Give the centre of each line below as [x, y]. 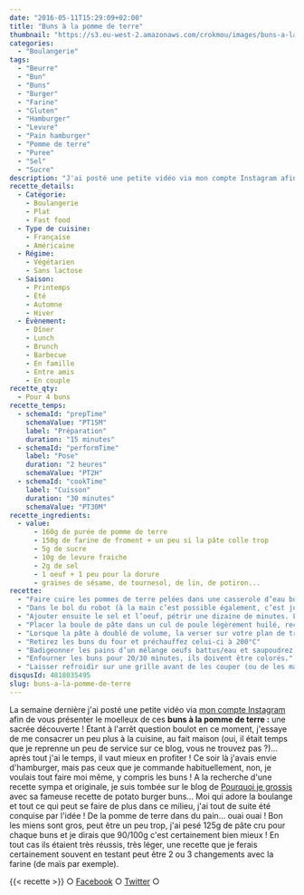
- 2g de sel [56, 566]
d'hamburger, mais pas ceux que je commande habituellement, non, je [140, 767]
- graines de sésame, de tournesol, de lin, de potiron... [147, 583]
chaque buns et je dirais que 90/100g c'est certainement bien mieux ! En [144, 834]
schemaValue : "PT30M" [66, 507]
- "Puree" [36, 152]
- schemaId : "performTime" [68, 448]
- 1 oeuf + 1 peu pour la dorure [96, 574]
